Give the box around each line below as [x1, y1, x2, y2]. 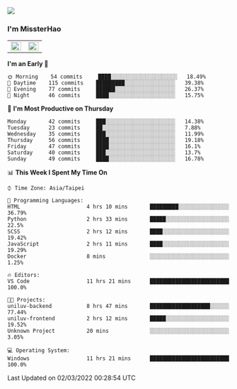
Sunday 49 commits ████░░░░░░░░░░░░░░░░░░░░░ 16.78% [7, 155, 204, 163]
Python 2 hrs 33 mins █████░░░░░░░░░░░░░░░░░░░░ [7, 216, 230, 223]
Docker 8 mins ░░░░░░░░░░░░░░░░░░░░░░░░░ [7, 253, 230, 261]
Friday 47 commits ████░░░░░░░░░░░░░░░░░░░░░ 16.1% [7, 143, 201, 150]
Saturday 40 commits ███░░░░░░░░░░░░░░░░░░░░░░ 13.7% [7, 149, 201, 156]
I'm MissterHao [7, 23, 62, 33]
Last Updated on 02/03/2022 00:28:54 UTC [7, 373, 136, 383]
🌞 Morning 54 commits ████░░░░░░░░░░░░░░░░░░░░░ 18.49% [7, 73, 207, 81]
